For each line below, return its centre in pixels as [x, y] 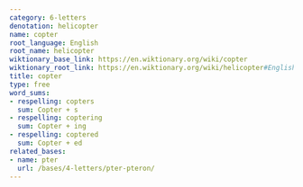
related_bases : [38, 151]
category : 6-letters [48, 18]
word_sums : [30, 93]
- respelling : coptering [56, 118]
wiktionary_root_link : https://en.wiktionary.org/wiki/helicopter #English [153, 68]
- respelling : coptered [54, 135]
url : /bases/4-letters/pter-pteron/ [86, 168]
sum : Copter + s [48, 110]
